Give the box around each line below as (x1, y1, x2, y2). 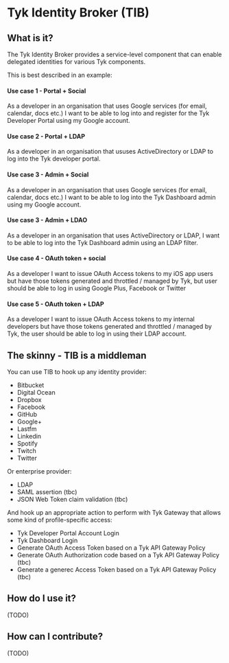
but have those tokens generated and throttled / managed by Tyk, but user (7, 277, 218, 286)
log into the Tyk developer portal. (7, 154, 101, 163)
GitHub (16, 410, 38, 419)
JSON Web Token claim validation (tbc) (16, 496, 128, 504)
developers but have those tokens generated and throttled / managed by (7, 323, 213, 331)
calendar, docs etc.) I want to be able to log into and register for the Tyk (7, 109, 210, 117)
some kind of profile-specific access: (7, 516, 112, 524)
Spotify (16, 439, 38, 447)
